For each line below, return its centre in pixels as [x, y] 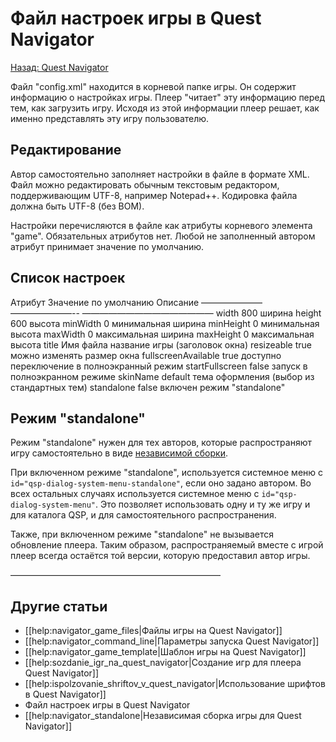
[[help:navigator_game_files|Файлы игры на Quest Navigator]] [153, 631]
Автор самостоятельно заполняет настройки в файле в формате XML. [160, 174]
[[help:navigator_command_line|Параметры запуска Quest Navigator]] [172, 641]
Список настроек [68, 278]
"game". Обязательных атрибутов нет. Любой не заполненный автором [163, 236]
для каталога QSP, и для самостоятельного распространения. [143, 515]
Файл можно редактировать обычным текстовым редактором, [145, 184]
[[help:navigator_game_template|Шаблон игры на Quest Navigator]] [165, 652]
